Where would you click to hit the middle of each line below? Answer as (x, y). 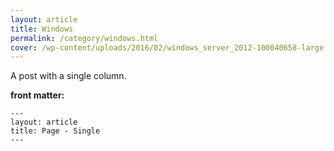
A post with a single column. (68, 76)
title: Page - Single (55, 131)
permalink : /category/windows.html (84, 38)
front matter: (37, 95)
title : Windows (42, 29)
